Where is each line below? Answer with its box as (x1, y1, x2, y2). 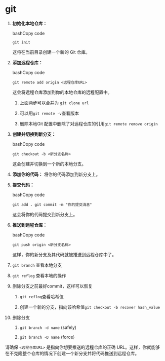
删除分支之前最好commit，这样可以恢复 (12, 283, 93, 289)
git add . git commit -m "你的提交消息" (12, 202, 92, 207)
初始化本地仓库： (12, 20, 47, 26)
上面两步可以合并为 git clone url (19, 100, 89, 106)
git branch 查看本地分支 (12, 262, 62, 268)
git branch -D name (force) (19, 334, 75, 340)
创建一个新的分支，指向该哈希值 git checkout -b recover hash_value (19, 304, 160, 310)
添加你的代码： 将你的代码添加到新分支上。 (12, 171, 100, 177)
